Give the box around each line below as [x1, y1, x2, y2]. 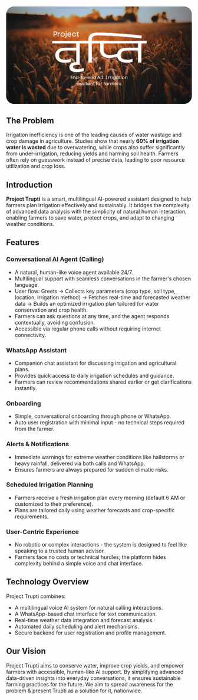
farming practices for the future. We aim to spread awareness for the [6, 681, 173, 688]
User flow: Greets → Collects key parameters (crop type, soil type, [14, 287, 176, 295]
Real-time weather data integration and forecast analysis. [14, 616, 154, 623]
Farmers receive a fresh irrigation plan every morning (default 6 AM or [14, 494, 186, 501]
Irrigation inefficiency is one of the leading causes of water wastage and [6, 131, 182, 139]
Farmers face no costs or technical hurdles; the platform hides [14, 554, 166, 561]
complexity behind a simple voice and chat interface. [14, 560, 143, 567]
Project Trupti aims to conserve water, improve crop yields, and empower [6, 662, 184, 669]
